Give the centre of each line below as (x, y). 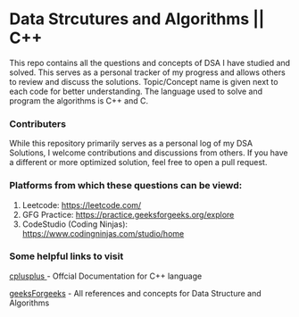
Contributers (38, 123)
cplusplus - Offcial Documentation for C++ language (106, 276)
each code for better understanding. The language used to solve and (136, 91)
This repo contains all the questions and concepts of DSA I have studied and (150, 63)
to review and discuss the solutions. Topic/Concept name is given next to (144, 81)
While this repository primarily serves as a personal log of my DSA (131, 144)
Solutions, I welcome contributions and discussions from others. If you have (149, 153)
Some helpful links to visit (66, 256)
